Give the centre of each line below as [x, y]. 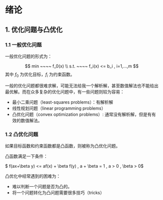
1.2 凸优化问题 [22, 134]
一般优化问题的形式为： [28, 56]
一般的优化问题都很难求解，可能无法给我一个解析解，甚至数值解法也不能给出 [82, 86]
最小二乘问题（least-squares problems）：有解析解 [63, 102]
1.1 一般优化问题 [24, 44]
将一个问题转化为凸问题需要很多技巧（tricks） [58, 192]
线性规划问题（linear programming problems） [59, 108]
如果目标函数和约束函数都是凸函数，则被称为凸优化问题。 [63, 146]
